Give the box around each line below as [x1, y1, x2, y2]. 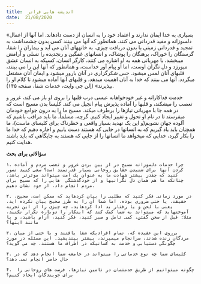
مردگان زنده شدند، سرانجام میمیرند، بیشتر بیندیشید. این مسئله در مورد [6, 235, 189, 241]
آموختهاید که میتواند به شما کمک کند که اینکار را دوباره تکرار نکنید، [6, 208, 189, 215]
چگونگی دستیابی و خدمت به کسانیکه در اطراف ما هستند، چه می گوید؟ [6, 240, 176, 246]
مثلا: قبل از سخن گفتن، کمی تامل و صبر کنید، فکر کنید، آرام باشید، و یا [6, 214, 192, 220]
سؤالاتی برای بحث [6, 150, 47, 157]
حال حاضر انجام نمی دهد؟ [6, 256, 68, 262]
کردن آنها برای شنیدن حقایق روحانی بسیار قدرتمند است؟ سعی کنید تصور [6, 166, 184, 173]
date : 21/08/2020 [6, 14, 52, 20]
